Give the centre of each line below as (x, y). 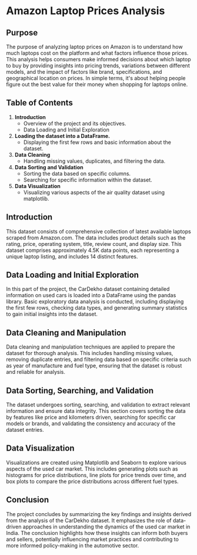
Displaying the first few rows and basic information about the (97, 142)
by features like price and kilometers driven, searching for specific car (91, 418)
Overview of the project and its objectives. (75, 123)
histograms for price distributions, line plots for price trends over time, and (96, 475)
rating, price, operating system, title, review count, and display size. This (94, 244)
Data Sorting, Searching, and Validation (80, 390)
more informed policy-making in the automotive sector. (73, 545)
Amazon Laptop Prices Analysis (86, 11)
